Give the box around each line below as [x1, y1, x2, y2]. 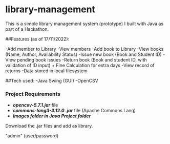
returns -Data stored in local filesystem [5, 68, 88, 74]
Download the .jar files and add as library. [5, 123, 93, 129]
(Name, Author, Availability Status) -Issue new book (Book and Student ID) [5, 51, 162, 57]
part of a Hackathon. [5, 26, 49, 32]
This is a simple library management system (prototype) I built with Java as [5, 20, 164, 27]
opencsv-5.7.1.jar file [12, 102, 58, 108]
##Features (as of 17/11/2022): [5, 36, 70, 42]
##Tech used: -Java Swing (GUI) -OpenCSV [5, 77, 98, 84]
